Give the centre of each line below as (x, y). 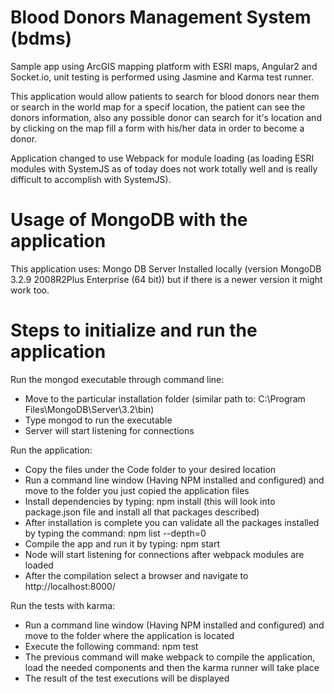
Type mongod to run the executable (98, 420)
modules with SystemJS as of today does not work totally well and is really (164, 168)
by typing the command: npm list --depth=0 (115, 533)
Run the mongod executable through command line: (117, 379)
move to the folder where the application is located (129, 635)
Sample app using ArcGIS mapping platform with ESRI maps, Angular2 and (164, 66)
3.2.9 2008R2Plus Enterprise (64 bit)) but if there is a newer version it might (166, 279)
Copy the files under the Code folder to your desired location (150, 469)
